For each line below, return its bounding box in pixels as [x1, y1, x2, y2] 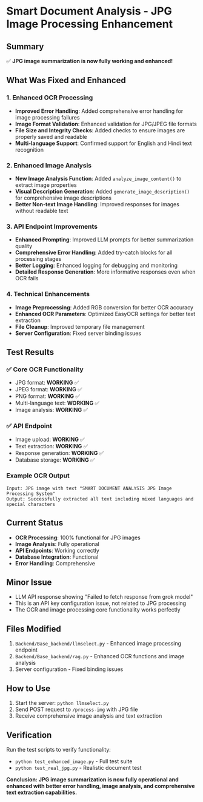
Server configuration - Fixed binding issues [15, 666, 124, 673]
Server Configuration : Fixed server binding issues [15, 329, 141, 337]
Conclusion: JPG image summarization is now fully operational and [6, 775, 179, 783]
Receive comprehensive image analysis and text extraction [15, 712, 162, 719]
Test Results [6, 347, 55, 357]
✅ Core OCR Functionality [6, 365, 84, 374]
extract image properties [15, 181, 77, 189]
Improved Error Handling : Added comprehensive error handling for [15, 107, 184, 115]
